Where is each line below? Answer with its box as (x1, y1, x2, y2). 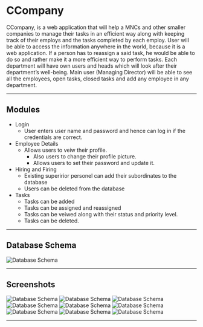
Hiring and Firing (14, 166, 57, 173)
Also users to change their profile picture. (33, 152, 137, 160)
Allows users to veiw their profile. (24, 146, 108, 154)
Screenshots (6, 279, 56, 290)
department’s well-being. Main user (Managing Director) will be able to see (6, 68, 193, 76)
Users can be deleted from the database (24, 185, 125, 192)
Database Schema (6, 240, 77, 251)
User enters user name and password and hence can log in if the (24, 127, 186, 134)
